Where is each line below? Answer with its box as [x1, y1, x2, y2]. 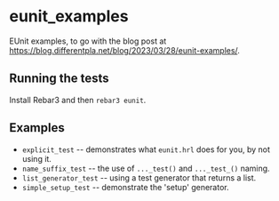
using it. [21, 153, 52, 164]
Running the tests [9, 71, 109, 86]
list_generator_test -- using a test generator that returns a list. [21, 172, 257, 183]
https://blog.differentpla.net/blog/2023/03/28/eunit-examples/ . [9, 44, 240, 55]
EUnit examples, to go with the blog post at [9, 36, 167, 46]
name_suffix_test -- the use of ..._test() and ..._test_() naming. [21, 163, 270, 173]
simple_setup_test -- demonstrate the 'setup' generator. [21, 181, 229, 192]
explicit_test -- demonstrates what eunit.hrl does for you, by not [21, 144, 271, 155]
